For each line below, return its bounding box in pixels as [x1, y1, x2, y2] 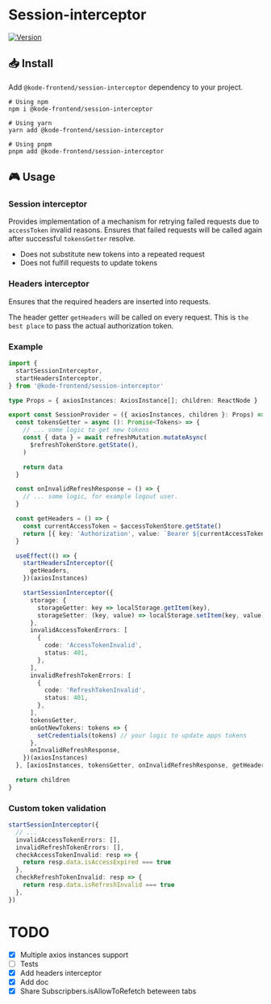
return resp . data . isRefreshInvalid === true [23, 881, 175, 889]
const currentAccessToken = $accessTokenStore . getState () [23, 522, 222, 530]
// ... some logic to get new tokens [23, 426, 150, 434]
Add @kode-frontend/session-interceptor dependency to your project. [8, 82, 244, 92]
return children [15, 776, 70, 784]
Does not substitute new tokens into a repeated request [19, 249, 205, 259]
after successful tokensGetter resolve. [8, 234, 135, 244]
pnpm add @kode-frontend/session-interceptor [8, 147, 164, 155]
